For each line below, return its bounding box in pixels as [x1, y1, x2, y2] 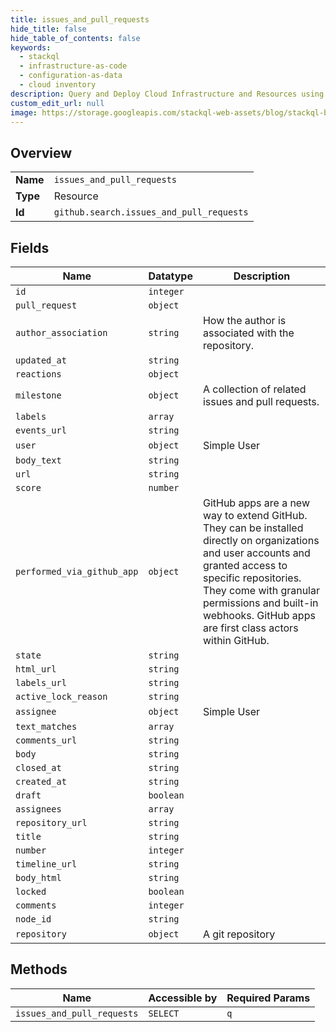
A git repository [202, 927, 276, 941]
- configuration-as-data [19, 71, 123, 81]
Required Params [226, 991, 311, 1005]
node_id [15, 914, 52, 925]
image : [10, 107, 38, 118]
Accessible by [148, 991, 218, 1005]
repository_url [15, 817, 88, 828]
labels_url [15, 677, 67, 688]
